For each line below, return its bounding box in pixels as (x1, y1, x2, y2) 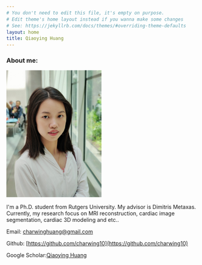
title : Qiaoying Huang (6, 35, 64, 42)
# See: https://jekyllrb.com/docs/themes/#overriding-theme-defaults (6, 22, 187, 29)
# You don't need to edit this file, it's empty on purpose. (6, 10, 165, 16)
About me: (6, 57, 38, 65)
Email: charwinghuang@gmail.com (6, 228, 93, 235)
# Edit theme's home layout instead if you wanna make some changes (6, 16, 184, 22)
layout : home (6, 29, 40, 35)
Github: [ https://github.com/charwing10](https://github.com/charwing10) (6, 239, 189, 247)
